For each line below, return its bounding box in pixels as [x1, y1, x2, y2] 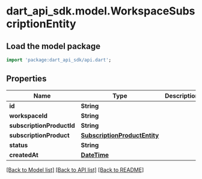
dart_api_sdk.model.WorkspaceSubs [6, 4, 195, 18]
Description [164, 92, 200, 100]
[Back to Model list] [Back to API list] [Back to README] [6, 166, 144, 173]
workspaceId [9, 111, 48, 120]
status [9, 140, 28, 149]
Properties [6, 74, 47, 84]
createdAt [9, 151, 39, 159]
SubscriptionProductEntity [81, 131, 159, 139]
